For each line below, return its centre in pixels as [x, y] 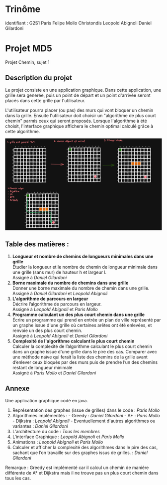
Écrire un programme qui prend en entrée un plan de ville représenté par [86, 320]
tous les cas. [18, 478]
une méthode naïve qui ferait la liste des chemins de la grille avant [80, 357]
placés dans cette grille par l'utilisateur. [45, 100]
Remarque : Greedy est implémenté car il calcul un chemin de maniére [77, 468]
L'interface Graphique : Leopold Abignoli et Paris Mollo [68, 437]
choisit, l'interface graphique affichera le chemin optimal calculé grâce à [79, 126]
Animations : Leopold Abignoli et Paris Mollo [58, 442]
